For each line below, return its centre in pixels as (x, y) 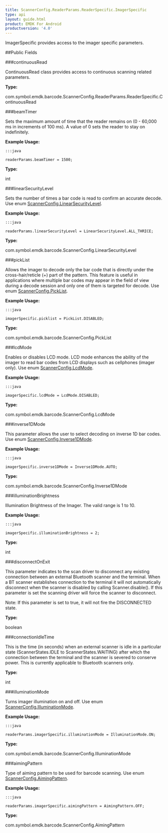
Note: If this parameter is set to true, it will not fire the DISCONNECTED (78, 603)
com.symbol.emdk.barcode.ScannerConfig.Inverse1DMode (66, 486)
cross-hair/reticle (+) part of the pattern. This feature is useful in (71, 275)
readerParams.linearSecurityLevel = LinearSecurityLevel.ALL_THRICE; (79, 231)
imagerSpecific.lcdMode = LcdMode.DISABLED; (52, 396)
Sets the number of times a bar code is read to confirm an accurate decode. (84, 198)
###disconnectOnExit (28, 562)
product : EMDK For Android (33, 24)
